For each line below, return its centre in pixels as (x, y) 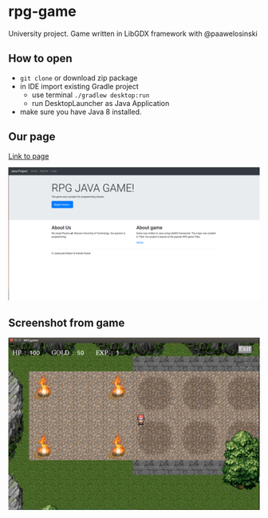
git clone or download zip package (79, 77)
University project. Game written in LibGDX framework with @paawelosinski (133, 33)
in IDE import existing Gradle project (79, 86)
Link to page (29, 156)
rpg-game (43, 12)
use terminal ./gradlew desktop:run (91, 95)
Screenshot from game (67, 322)
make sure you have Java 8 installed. (81, 112)
